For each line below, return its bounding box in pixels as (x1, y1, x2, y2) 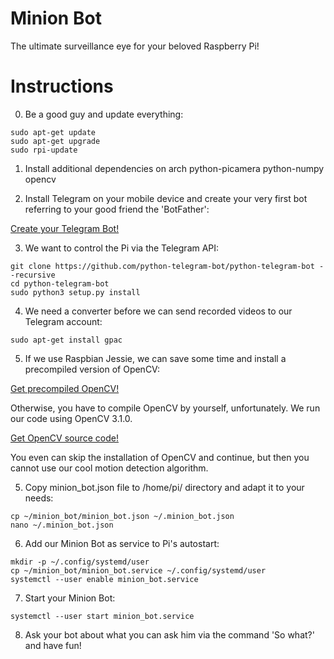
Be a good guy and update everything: (24, 108, 184, 120)
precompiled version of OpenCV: (24, 363, 160, 375)
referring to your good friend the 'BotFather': (24, 203, 210, 215)
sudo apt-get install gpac (10, 335, 123, 345)
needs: (24, 492, 54, 504)
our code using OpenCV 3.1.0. (10, 412, 133, 424)
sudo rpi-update (10, 145, 78, 155)
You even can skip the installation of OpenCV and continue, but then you (10, 451, 310, 463)
